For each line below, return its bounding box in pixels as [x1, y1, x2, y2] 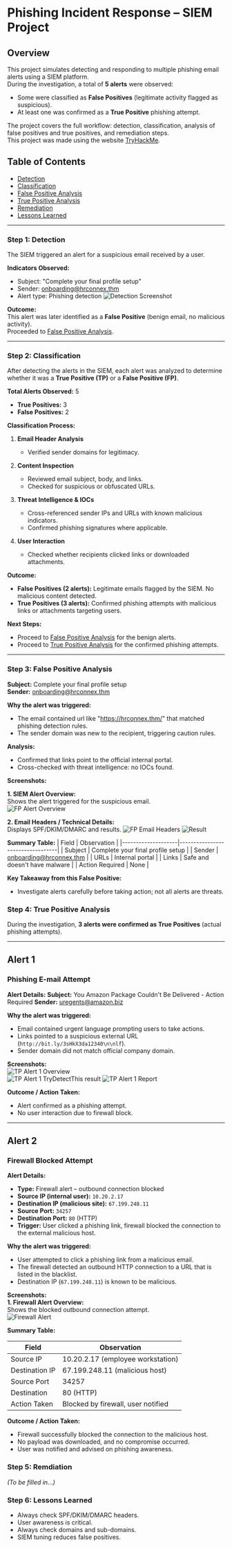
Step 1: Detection [7, 235, 66, 244]
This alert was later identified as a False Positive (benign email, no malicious [7, 313, 225, 321]
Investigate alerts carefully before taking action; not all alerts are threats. [17, 887, 224, 896]
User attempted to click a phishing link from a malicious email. [17, 1255, 194, 1264]
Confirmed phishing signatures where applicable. [27, 523, 168, 532]
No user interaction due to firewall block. [17, 1108, 133, 1116]
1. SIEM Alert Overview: [7, 789, 76, 798]
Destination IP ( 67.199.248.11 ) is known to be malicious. [17, 1277, 177, 1286]
